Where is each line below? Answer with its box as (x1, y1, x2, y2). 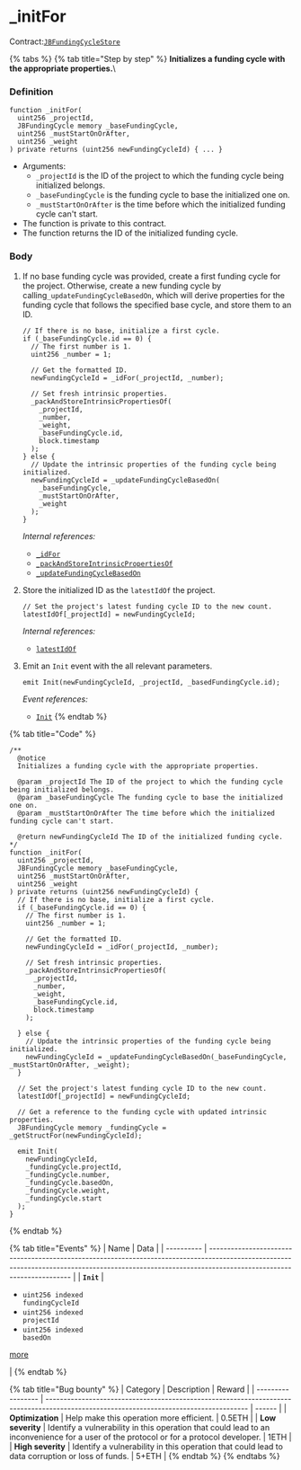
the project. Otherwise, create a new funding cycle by (22, 280, 222, 291)
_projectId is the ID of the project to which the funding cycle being (35, 171, 285, 182)
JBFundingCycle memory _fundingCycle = (17, 1123, 167, 1132)
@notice (17, 753, 47, 763)
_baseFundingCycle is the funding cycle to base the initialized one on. (35, 190, 290, 200)
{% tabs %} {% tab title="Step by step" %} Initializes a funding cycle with (9, 53, 286, 64)
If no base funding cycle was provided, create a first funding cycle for (22, 270, 281, 281)
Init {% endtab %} (35, 711, 108, 722)
